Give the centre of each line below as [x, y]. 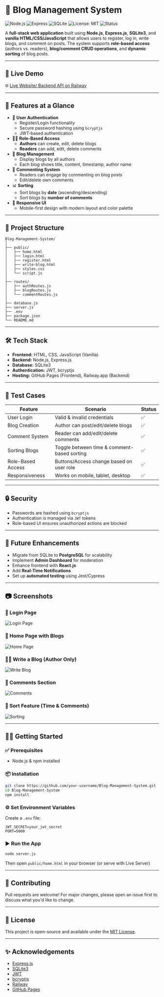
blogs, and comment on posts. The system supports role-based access [77, 43]
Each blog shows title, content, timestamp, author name [75, 164]
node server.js [20, 854]
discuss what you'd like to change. [40, 900]
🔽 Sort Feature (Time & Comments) [47, 706]
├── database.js [21, 303]
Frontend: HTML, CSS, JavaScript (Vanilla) [55, 355]
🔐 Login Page [21, 612]
